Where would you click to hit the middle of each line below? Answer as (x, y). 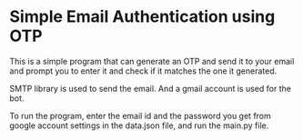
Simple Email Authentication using (142, 17)
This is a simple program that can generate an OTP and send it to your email (152, 61)
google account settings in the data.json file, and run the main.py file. (139, 125)
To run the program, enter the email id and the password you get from (140, 115)
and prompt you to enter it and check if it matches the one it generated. (143, 71)
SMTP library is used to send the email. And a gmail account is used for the (150, 88)
